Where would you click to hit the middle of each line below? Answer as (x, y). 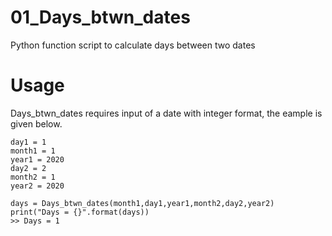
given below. (36, 123)
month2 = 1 (33, 177)
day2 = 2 (28, 168)
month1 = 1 (33, 151)
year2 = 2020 (37, 186)
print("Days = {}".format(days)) (80, 212)
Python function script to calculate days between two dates (133, 45)
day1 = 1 (28, 142)
